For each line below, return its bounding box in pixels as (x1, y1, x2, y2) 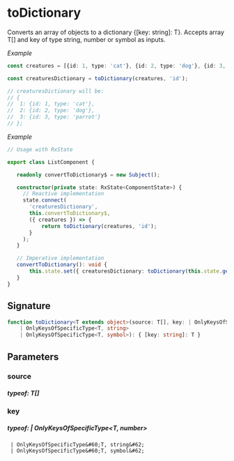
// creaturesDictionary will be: (7, 87, 104, 95)
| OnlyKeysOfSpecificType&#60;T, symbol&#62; (10, 448, 145, 455)
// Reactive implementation (22, 190, 104, 197)
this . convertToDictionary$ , (29, 210, 111, 217)
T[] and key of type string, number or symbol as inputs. (7, 35, 166, 43)
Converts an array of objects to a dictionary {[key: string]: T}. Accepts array (7, 28, 225, 36)
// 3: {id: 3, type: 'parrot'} (7, 114, 101, 121)
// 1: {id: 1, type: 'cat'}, (7, 100, 95, 107)
